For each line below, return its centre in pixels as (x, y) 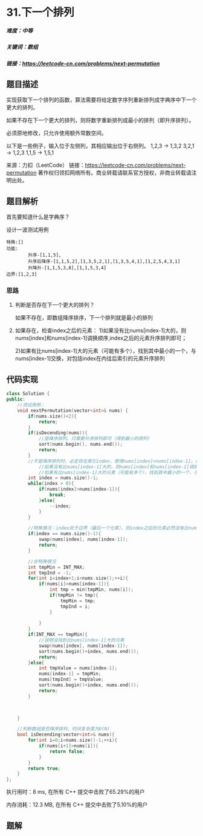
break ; (58, 495)
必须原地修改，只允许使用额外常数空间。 (56, 133)
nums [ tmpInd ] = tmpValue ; (71, 680)
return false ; (67, 751)
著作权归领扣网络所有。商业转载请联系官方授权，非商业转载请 (114, 173)
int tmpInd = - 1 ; (50, 573)
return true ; (44, 768)
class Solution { (28, 394)
